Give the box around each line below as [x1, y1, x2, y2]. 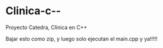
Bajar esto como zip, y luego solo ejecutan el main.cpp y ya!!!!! [5, 35, 158, 42]
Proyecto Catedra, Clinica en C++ [5, 24, 87, 31]
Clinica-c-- [5, 4, 61, 18]
